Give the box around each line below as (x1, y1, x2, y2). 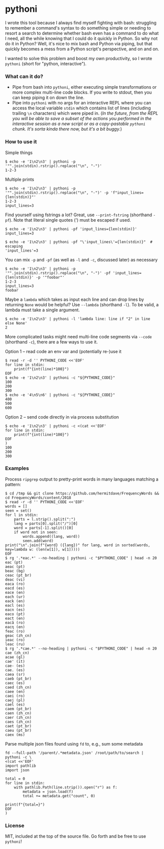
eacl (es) (5, 603, 26, 608)
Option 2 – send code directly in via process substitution (5, 414, 119, 420)
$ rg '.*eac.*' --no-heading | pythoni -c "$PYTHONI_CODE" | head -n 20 (5, 555, 157, 560)
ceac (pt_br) (5, 573, 32, 578)
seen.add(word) (23, 538, 54, 543)
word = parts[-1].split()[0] (14, 525, 74, 530)
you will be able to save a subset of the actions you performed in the (12, 116, 152, 122)
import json (5, 767, 29, 773)
